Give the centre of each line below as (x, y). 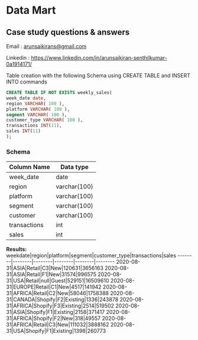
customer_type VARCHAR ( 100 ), (45, 120)
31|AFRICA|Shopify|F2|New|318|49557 (53, 318)
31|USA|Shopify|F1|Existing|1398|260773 (56, 331)
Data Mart (31, 10)
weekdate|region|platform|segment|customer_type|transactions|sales (91, 255)
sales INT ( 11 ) (24, 131)
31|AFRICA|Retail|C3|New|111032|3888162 (58, 325)
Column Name (30, 167)
